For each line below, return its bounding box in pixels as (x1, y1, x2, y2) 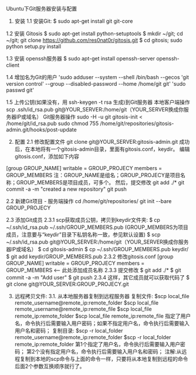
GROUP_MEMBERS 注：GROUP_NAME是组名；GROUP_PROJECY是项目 (6, 172, 181, 178)
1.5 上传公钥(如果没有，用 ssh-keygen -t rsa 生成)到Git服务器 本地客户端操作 (6, 99, 190, 106)
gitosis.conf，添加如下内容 (14, 153, 79, 160)
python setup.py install (6, 43, 62, 50)
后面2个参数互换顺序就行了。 (14, 363, 85, 370)
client (6, 62, 19, 69)
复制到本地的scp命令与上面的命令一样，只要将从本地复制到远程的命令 (19, 356, 188, 362)
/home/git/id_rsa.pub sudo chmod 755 (6, 120, 99, 127)
